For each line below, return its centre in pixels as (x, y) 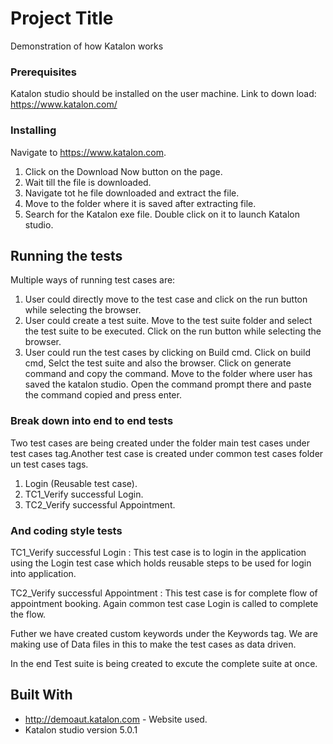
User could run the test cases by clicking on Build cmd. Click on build (167, 353)
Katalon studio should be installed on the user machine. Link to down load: (163, 94)
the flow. (28, 614)
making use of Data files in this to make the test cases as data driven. (153, 644)
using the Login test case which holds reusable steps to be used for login (161, 563)
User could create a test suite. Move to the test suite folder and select (168, 321)
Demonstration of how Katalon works (87, 46)
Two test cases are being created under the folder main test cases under (160, 443)
